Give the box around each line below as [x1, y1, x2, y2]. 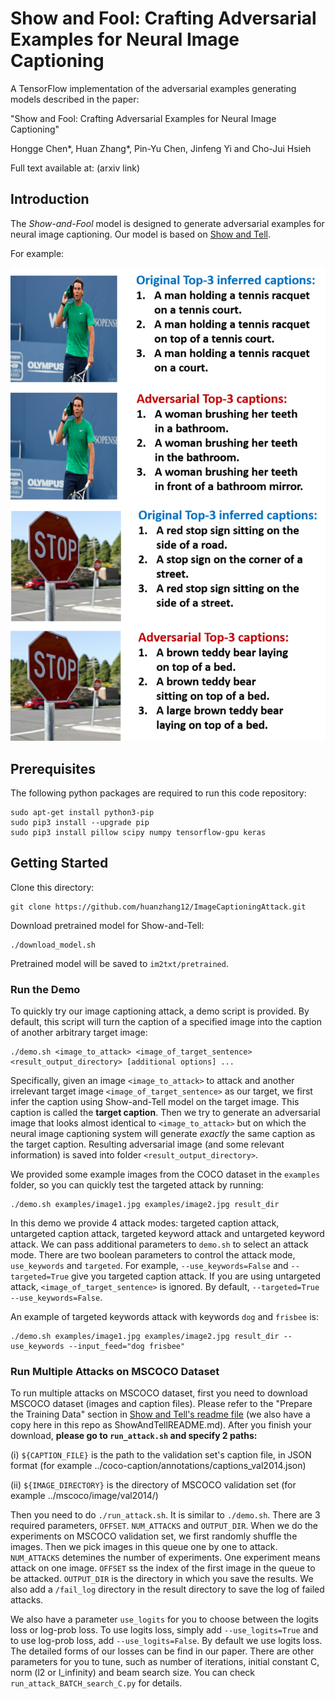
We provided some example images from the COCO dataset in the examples [10, 1168, 321, 1181]
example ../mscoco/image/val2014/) [10, 1490, 159, 1502]
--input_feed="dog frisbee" [68, 1342, 186, 1352]
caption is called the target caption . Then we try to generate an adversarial [10, 1107, 321, 1119]
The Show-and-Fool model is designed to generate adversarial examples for [10, 217, 325, 229]
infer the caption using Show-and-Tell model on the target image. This [10, 1096, 300, 1108]
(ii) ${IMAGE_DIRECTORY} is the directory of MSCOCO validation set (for [10, 1479, 297, 1491]
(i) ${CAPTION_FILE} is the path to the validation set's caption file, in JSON [10, 1449, 312, 1461]
